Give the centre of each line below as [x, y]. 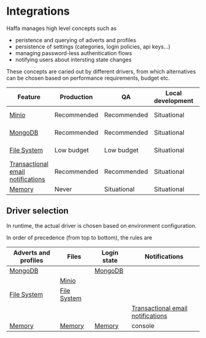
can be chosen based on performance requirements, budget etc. [88, 78]
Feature [29, 97]
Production [76, 97]
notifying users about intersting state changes [73, 59]
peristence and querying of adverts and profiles [76, 40]
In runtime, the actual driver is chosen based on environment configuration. [102, 225]
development [174, 100]
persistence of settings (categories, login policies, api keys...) [93, 47]
